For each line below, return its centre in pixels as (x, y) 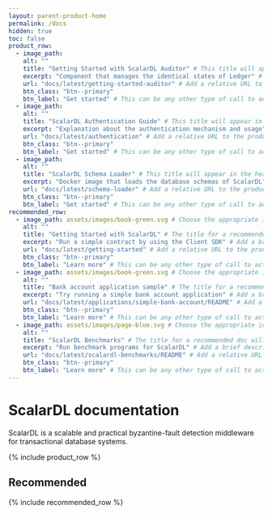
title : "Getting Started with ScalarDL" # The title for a (125, 235)
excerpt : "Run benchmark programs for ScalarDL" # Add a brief (132, 348)
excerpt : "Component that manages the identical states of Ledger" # (143, 76)
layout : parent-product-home (57, 16)
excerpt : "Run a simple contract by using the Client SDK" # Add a (139, 242)
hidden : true (30, 31)
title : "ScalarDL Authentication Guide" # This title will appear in (143, 122)
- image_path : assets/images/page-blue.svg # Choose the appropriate (135, 325)
